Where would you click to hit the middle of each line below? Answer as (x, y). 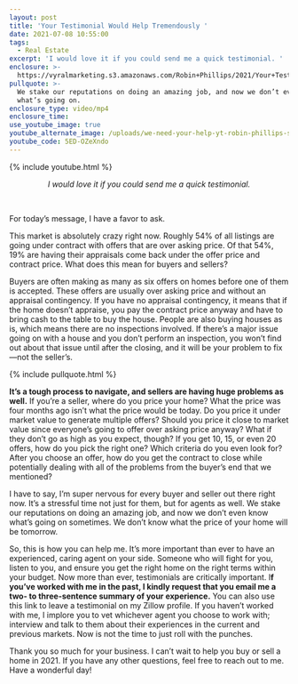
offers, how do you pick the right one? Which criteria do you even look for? (146, 448)
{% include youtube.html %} (61, 166)
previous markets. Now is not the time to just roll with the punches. (131, 633)
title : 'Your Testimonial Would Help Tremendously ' (109, 26)
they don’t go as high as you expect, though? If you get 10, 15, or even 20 (143, 439)
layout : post (33, 17)
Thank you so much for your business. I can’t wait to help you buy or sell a (145, 651)
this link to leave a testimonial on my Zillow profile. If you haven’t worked (141, 605)
